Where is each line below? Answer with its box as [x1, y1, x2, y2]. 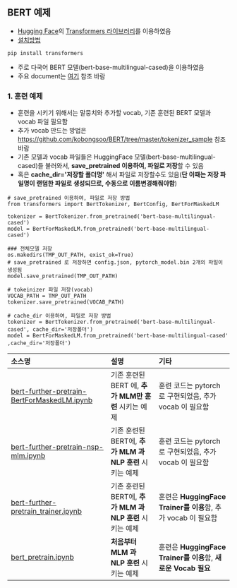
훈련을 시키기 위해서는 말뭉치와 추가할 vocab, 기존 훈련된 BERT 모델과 [17, 109, 212, 117]
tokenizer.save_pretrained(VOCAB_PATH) [7, 299, 125, 306]
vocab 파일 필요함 [17, 117, 68, 126]
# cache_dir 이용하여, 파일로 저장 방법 [7, 313, 111, 320]
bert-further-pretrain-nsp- [11, 442, 104, 452]
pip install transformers [7, 49, 83, 56]
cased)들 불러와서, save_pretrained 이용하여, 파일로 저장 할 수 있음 [17, 162, 205, 170]
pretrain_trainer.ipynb [11, 507, 83, 517]
